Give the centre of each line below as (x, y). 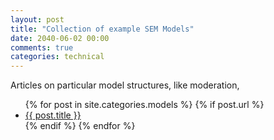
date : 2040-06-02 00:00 (60, 38)
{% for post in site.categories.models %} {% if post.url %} (144, 105)
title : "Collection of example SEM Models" (102, 29)
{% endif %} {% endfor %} (80, 126)
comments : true (42, 47)
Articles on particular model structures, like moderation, (125, 85)
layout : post (37, 19)
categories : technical (57, 57)
